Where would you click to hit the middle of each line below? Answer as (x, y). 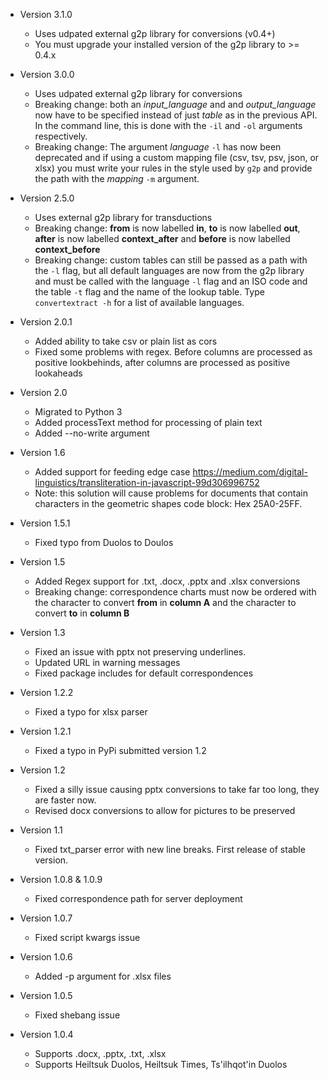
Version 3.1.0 (46, 14)
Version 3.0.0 (47, 74)
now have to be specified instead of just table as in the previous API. (176, 115)
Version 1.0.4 (46, 1034)
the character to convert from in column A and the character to (165, 602)
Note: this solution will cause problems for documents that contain (171, 493)
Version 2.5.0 (47, 198)
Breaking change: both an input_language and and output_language (175, 104)
